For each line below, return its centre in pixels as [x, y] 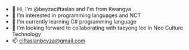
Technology [27, 34]
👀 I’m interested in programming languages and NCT [76, 15]
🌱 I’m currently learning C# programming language [74, 21]
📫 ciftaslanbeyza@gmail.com [48, 41]
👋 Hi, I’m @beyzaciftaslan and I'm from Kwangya [71, 9]
